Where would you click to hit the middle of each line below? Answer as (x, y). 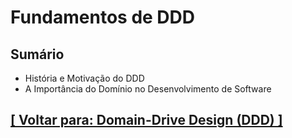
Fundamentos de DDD (103, 17)
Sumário (37, 54)
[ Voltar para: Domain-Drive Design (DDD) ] (146, 120)
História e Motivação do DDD (84, 78)
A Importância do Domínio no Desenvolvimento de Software (148, 89)
